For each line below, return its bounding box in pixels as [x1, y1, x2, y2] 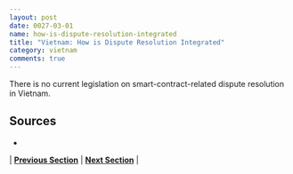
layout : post [9, 12, 58, 22]
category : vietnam [9, 46, 77, 55]
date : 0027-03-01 [9, 21, 74, 30]
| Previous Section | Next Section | [9, 154, 140, 165]
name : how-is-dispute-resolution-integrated [9, 29, 177, 38]
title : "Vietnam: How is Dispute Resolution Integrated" [9, 37, 225, 47]
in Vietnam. [9, 88, 51, 99]
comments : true [9, 54, 66, 63]
